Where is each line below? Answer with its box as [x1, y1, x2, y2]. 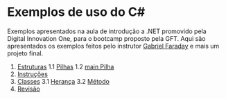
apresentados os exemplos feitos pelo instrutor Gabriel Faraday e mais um [7, 42, 220, 50]
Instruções [17, 70, 49, 78]
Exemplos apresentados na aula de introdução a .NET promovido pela [7, 27, 207, 35]
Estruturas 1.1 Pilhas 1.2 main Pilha [17, 62, 114, 71]
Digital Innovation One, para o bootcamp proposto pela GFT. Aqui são [7, 34, 206, 42]
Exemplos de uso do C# [7, 4, 146, 20]
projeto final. [7, 49, 44, 57]
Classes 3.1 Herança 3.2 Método [17, 77, 110, 85]
